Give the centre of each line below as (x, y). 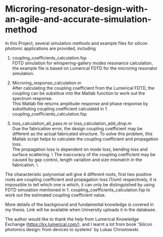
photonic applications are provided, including (51, 48)
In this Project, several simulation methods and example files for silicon (76, 43)
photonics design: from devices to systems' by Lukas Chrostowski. (72, 229)
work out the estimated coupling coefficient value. (56, 195)
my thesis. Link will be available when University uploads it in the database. (81, 209)
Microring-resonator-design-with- (77, 9)
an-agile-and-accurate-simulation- (78, 19)
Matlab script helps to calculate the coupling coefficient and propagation (85, 139)
